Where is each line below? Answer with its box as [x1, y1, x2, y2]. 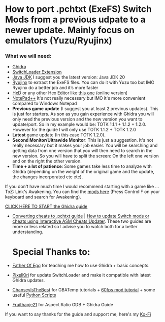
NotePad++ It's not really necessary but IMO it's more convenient [12, 95, 146, 101]
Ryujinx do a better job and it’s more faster [12, 85, 99, 91]
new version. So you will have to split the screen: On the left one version [12, 153, 159, 159]
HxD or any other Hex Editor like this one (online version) [12, 90, 128, 96]
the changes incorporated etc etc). [12, 174, 83, 180]
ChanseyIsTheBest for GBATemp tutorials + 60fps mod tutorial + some [12, 287, 155, 293]
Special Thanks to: [12, 246, 90, 257]
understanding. [12, 229, 43, 235]
